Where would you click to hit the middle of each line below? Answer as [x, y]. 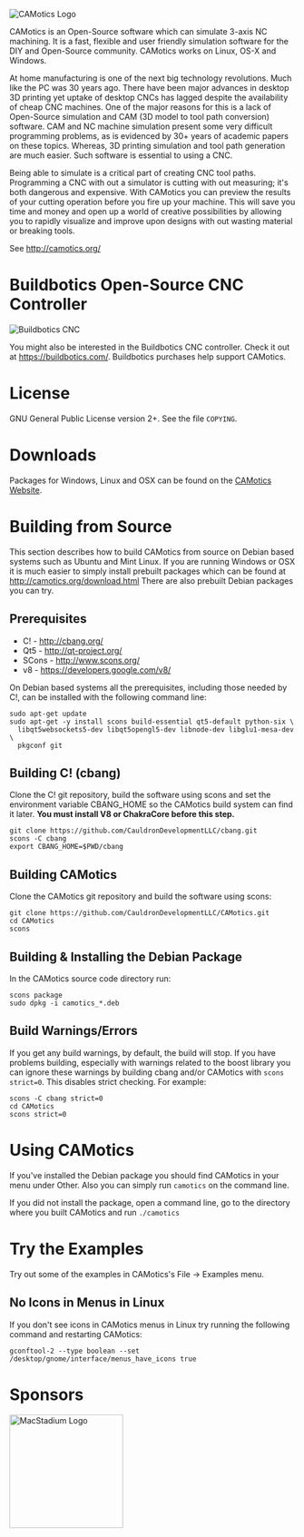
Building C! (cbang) [65, 773]
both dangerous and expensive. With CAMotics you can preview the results [150, 192]
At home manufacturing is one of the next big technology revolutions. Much [151, 78]
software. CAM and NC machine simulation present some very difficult [141, 126]
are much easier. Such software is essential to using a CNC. [121, 155]
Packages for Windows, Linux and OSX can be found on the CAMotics [141, 480]
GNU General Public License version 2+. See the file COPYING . [123, 419]
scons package [36, 995]
